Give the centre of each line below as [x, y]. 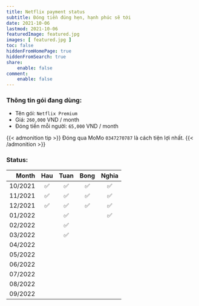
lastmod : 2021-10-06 [32, 29]
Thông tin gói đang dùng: [44, 100]
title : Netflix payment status [46, 12]
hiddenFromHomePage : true [39, 51]
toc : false [20, 46]
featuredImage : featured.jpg [43, 34]
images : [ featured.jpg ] [39, 40]
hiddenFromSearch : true [36, 57]
